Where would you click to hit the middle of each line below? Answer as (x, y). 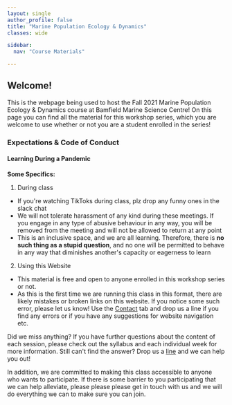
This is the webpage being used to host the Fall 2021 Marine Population (109, 102)
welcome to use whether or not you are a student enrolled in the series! (109, 124)
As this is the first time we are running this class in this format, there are (119, 294)
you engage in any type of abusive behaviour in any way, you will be (115, 223)
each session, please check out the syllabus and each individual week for (112, 343)
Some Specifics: (31, 174)
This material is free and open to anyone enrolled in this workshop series (121, 279)
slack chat (32, 208)
